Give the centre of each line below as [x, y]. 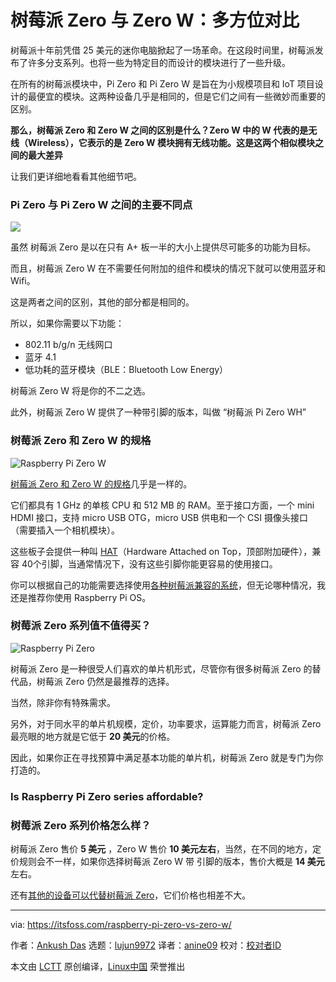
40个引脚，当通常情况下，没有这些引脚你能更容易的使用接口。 [149, 563]
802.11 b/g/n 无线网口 [68, 345]
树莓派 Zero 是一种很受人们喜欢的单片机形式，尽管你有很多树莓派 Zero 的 [161, 668]
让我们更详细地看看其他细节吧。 [76, 176]
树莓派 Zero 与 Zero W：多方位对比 [155, 20]
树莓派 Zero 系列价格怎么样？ [81, 825]
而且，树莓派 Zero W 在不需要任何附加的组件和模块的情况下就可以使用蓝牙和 [168, 268]
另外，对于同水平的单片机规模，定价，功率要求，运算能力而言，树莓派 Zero [166, 723]
